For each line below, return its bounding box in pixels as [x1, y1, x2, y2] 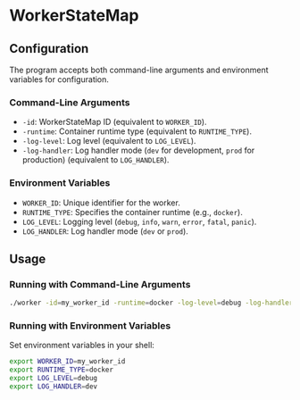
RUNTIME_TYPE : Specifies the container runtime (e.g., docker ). [21, 206, 243, 217]
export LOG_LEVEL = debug [9, 374, 98, 383]
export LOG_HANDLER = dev [9, 382, 98, 391]
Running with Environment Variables [9, 320, 171, 332]
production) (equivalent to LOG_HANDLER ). [21, 154, 170, 165]
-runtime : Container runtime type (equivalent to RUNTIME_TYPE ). [21, 126, 253, 137]
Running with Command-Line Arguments [9, 278, 191, 290]
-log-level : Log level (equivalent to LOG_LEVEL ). [21, 136, 196, 146]
